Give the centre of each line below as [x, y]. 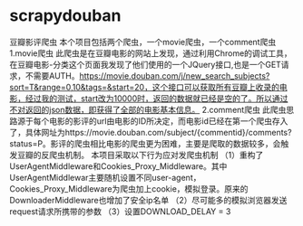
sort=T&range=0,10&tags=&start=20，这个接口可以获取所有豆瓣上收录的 [144, 87]
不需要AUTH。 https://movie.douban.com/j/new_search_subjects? [147, 75]
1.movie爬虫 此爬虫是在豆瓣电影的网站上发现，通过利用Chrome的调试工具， [151, 53]
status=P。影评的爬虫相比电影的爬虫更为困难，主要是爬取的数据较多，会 [145, 143]
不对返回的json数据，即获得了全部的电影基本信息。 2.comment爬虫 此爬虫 [148, 109]
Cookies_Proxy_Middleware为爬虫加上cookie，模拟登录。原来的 [129, 188]
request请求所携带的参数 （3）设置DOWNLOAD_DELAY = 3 [120, 211]
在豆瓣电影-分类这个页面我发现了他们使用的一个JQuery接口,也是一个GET [145, 64]
